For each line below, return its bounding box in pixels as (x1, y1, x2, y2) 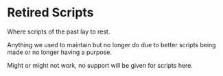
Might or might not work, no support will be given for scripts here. (7, 61, 193, 69)
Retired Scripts (7, 5, 94, 21)
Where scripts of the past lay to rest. (7, 27, 110, 36)
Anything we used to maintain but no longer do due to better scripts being (7, 40, 216, 49)
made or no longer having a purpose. (7, 48, 112, 56)
